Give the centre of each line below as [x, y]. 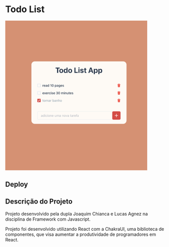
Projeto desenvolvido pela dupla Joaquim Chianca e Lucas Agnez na [76, 214]
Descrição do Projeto [39, 202]
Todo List [25, 9]
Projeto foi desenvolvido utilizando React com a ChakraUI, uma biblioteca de [85, 229]
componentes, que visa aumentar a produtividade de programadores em [81, 234]
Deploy [17, 184]
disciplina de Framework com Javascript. [48, 219]
